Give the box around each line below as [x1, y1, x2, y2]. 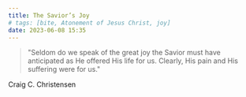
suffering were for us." [27, 65, 101, 74]
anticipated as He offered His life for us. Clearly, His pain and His [27, 56, 239, 65]
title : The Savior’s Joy [8, 11, 90, 20]
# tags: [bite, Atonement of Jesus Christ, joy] [8, 19, 171, 27]
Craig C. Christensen [8, 80, 76, 89]
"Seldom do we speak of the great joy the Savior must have [27, 48, 221, 58]
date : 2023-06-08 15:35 [8, 26, 87, 34]
